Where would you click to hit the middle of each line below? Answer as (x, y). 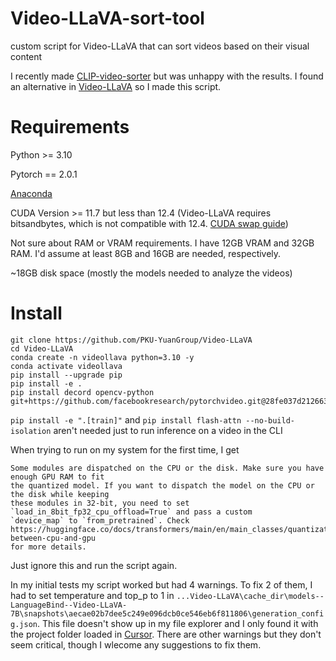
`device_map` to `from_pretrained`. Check (100, 520)
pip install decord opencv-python (82, 392)
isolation (31, 431)
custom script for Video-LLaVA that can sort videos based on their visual (160, 46)
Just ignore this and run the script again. (94, 565)
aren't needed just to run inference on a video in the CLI (168, 430)
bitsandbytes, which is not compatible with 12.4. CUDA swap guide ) (149, 223)
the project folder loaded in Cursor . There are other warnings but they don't (166, 634)
